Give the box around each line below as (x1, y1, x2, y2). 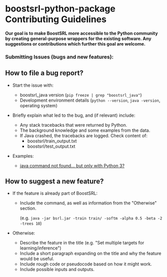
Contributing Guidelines (5, 14, 107, 25)
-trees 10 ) (19, 220, 42, 226)
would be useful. (19, 256, 54, 262)
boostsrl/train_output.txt (27, 138, 77, 144)
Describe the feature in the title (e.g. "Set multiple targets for (19, 240, 145, 246)
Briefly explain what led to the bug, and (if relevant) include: (12, 112, 136, 118)
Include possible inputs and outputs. (19, 266, 95, 272)
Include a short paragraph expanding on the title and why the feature (19, 250, 162, 256)
